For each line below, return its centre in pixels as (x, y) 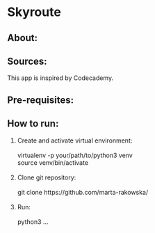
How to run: (33, 123)
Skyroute (34, 12)
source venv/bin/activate (53, 162)
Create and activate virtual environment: (75, 140)
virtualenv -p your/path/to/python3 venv (75, 155)
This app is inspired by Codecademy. (60, 78)
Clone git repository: (47, 177)
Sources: (27, 61)
